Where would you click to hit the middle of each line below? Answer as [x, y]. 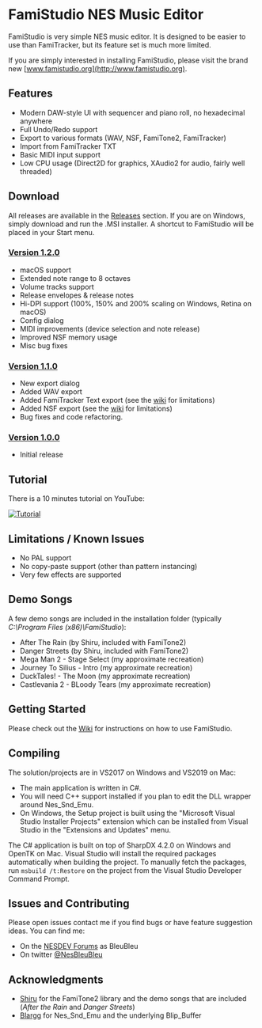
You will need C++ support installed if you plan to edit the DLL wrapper [135, 796]
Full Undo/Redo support [59, 129]
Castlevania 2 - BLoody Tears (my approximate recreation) [115, 684]
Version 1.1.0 [33, 366]
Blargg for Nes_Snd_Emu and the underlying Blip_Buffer [110, 1015]
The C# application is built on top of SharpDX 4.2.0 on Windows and [120, 845]
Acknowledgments [56, 979]
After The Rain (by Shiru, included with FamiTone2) [103, 642]
